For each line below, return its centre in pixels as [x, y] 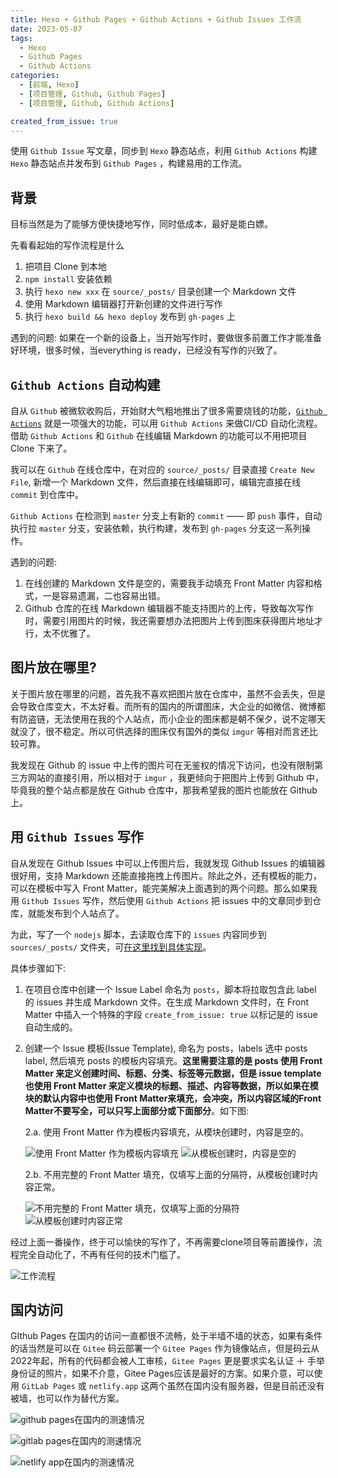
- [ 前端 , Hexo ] [49, 85]
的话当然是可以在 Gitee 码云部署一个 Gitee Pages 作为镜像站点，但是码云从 [165, 1348]
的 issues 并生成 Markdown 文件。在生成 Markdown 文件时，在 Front [167, 1002]
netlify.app [113, 1387]
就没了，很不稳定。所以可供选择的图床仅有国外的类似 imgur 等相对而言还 [160, 731]
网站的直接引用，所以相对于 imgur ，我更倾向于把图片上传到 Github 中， [176, 777]
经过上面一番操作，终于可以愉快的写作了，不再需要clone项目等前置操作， [162, 1242]
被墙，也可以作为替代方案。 [67, 1398]
